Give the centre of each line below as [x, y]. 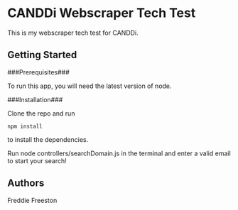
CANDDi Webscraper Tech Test [102, 13]
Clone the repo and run [41, 113]
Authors [26, 183]
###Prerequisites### [38, 72]
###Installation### [35, 99]
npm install [25, 126]
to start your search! [37, 160]
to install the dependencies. [48, 139]
